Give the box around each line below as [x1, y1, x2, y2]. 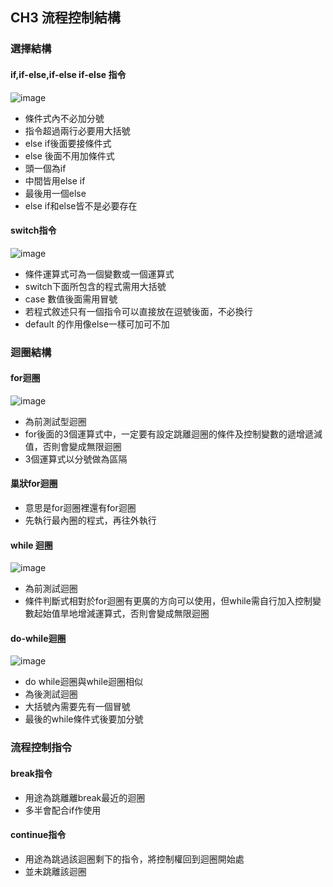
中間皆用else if [24, 174, 86, 187]
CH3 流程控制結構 [10, 9, 121, 27]
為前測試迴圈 [24, 583, 78, 595]
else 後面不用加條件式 [24, 149, 115, 162]
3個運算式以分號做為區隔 [24, 453, 128, 465]
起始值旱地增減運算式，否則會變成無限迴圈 [33, 608, 210, 620]
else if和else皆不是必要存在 [24, 199, 138, 212]
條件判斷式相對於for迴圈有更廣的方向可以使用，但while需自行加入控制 [24, 595, 313, 607]
